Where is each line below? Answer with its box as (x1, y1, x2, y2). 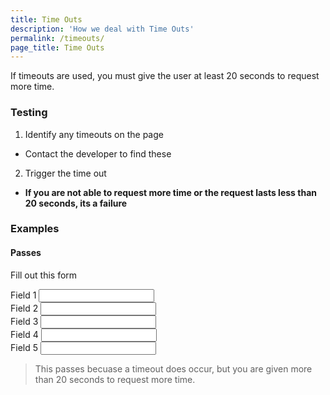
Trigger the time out (24, 167, 107, 179)
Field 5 (10, 341, 39, 353)
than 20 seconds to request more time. (34, 373, 196, 385)
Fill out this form (10, 269, 78, 281)
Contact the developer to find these (24, 147, 172, 160)
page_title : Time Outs (10, 42, 105, 53)
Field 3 (10, 315, 39, 327)
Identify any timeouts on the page (24, 128, 164, 140)
